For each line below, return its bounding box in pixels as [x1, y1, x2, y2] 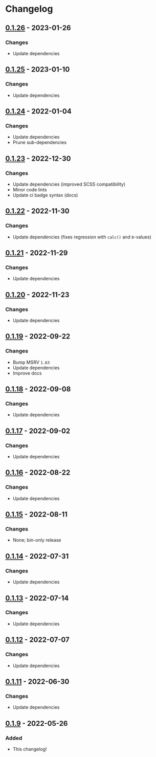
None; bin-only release [12, 537, 61, 543]
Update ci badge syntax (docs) [12, 192, 78, 198]
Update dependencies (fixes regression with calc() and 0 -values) [12, 234, 152, 240]
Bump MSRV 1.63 [12, 359, 50, 365]
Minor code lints [12, 186, 47, 192]
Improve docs [12, 370, 42, 376]
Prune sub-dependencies [12, 139, 67, 146]
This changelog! [12, 746, 47, 752]
